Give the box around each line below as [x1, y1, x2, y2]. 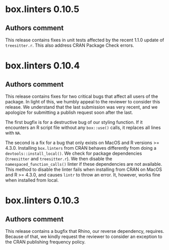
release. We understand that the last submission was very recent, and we [5, 104, 158, 110]
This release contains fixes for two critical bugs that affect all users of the [5, 93, 158, 99]
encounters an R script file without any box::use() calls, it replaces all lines [5, 124, 161, 131]
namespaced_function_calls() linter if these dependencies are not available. [5, 161, 162, 167]
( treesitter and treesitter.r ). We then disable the [5, 156, 112, 162]
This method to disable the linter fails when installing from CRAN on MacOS [5, 166, 162, 172]
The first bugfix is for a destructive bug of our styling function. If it [5, 119, 143, 125]
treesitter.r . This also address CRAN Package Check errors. [5, 42, 135, 48]
